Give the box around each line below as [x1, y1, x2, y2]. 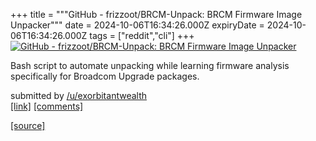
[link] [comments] [10, 100, 84, 112]
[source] [10, 120, 46, 131]
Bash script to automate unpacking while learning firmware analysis [10, 60, 290, 71]
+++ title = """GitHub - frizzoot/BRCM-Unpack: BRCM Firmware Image [10, 9, 303, 20]
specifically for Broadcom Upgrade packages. [10, 70, 200, 82]
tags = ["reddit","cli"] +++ [89, 30, 195, 41]
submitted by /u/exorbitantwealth [10, 90, 148, 101]
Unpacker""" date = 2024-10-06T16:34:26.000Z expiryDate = [10, 19, 265, 31]
